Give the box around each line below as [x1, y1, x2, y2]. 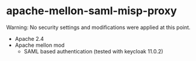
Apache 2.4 [14, 35, 44, 42]
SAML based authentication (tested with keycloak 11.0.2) [23, 47, 164, 54]
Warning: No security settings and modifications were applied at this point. [6, 24, 191, 31]
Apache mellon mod [14, 41, 65, 49]
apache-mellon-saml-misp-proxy [6, 4, 177, 18]
